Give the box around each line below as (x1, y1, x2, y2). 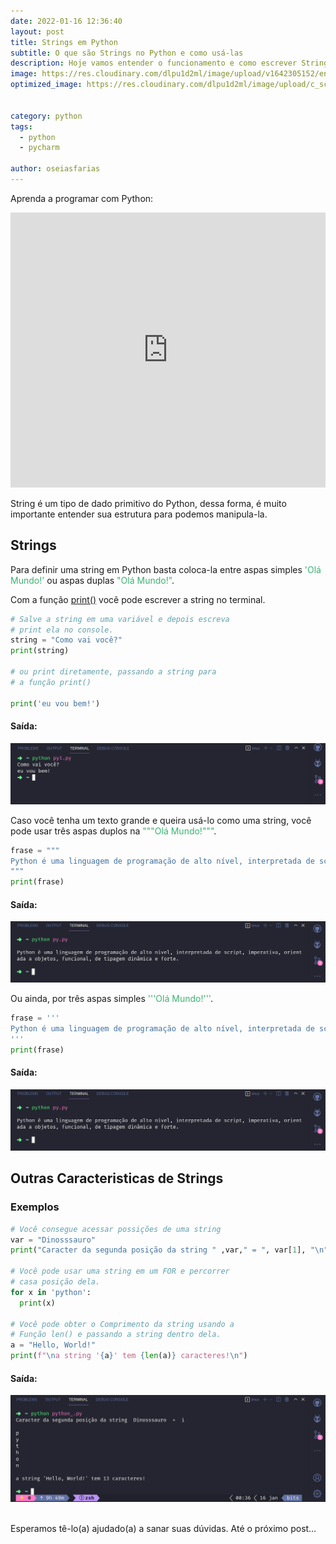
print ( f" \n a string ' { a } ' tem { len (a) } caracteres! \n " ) (10, 1351, 248, 1361)
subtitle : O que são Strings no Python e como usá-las (10, 48, 244, 58)
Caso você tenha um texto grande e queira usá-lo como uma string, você (10, 814, 312, 826)
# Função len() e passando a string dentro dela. (10, 1330, 222, 1340)
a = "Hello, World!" (10, 1340, 97, 1350)
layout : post (10, 26, 65, 37)
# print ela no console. (10, 625, 114, 635)
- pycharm (19, 143, 60, 153)
